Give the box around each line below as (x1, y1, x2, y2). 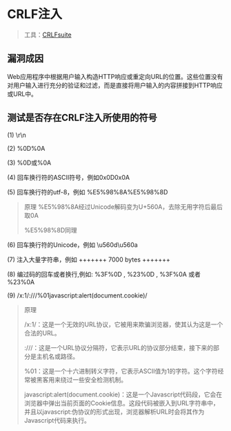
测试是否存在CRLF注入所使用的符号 (7, 112, 157, 124)
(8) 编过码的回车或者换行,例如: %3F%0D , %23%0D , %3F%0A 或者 (7, 270, 201, 278)
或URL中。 (7, 89, 38, 98)
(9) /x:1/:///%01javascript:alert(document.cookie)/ (7, 291, 148, 300)
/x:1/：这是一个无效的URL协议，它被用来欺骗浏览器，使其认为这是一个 (23, 320, 223, 329)
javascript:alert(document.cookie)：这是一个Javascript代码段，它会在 (23, 390, 223, 398)
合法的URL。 (23, 329, 61, 337)
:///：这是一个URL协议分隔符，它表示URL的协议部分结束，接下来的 (23, 343, 214, 351)
